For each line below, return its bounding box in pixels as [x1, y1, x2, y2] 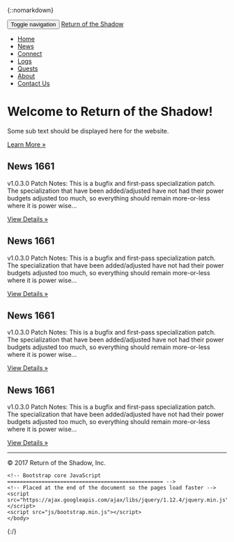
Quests [17, 64, 38, 73]
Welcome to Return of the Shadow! [7, 104, 214, 119]
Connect [17, 50, 42, 58]
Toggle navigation [10, 21, 56, 28]
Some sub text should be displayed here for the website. [7, 126, 169, 135]
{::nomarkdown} [7, 6, 54, 14]
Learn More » [7, 140, 47, 149]
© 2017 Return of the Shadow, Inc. [7, 459, 106, 467]
